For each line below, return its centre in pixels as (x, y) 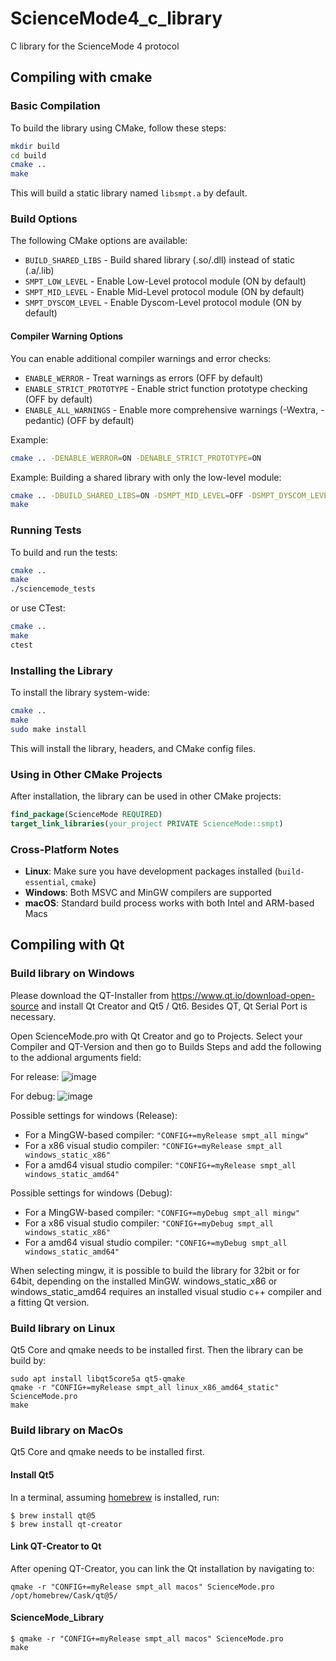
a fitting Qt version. (50, 1302)
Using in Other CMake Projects (86, 774)
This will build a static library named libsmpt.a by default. (129, 193)
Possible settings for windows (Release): (94, 1115)
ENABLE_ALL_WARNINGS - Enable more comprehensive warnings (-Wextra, (171, 409)
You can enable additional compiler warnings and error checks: (141, 358)
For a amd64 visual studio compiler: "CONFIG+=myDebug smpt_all (156, 1242)
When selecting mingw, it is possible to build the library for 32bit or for (155, 1270)
